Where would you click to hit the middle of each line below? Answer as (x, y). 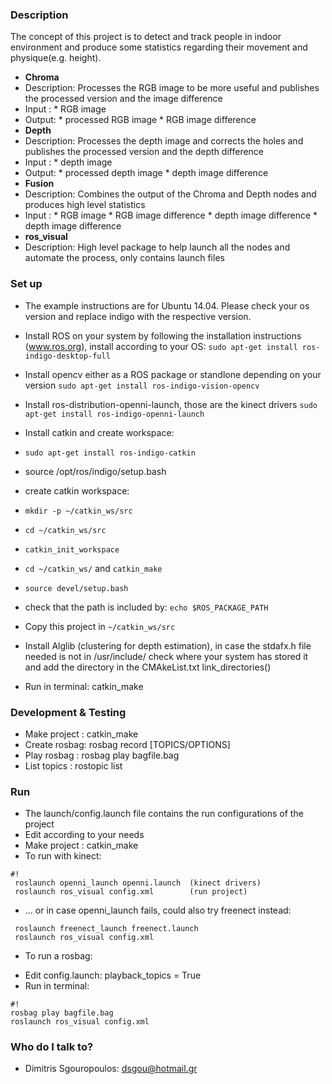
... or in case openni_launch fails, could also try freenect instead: (158, 910)
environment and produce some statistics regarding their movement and (159, 47)
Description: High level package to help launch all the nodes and (157, 247)
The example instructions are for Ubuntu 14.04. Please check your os (167, 305)
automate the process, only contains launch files (124, 258)
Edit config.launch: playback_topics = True (113, 975)
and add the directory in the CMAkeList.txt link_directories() (148, 667)
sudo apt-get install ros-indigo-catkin (110, 453)
